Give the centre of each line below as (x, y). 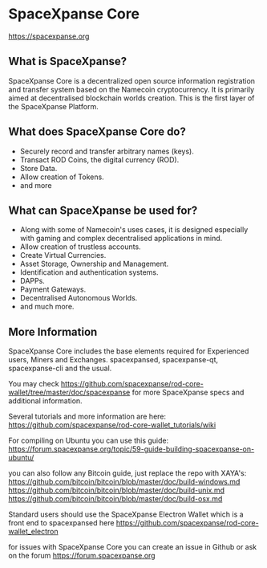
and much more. (47, 307)
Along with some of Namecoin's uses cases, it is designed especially (134, 230)
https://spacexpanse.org (49, 36)
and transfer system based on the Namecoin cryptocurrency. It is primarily (131, 89)
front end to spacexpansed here (61, 523)
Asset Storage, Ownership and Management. (94, 264)
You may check (34, 384)
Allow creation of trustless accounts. (81, 247)
